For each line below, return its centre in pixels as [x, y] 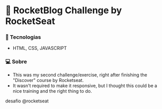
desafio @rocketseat [27, 101]
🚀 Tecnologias [23, 37]
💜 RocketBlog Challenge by [64, 10]
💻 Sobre [16, 62]
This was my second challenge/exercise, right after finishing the [80, 75]
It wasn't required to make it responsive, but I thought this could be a [85, 86]
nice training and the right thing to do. [52, 91]
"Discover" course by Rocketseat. [48, 80]
